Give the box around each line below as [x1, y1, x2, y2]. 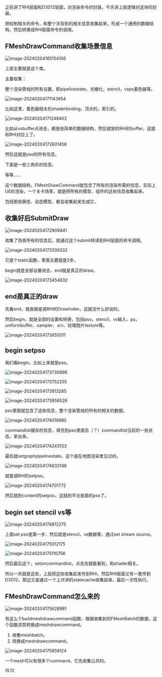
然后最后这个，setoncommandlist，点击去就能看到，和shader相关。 [5, 561, 141, 566]
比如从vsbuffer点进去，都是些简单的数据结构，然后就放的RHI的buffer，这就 [5, 125, 156, 131]
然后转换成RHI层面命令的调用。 [13, 27, 76, 33]
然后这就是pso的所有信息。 [5, 151, 60, 157]
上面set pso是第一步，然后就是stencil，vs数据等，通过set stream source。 [5, 531, 154, 537]
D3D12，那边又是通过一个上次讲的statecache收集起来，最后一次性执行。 [5, 577, 151, 583]
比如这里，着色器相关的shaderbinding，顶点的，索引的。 [5, 106, 119, 112]
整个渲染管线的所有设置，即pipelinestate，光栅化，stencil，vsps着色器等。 [5, 86, 155, 92]
